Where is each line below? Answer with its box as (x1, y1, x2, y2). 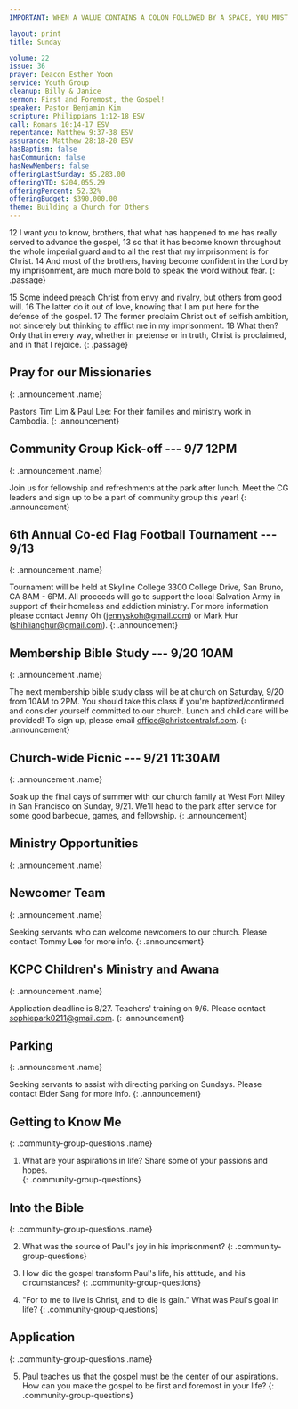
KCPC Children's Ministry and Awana (9, 962, 220, 977)
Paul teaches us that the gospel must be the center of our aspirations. (21, 1371, 278, 1381)
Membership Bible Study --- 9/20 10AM (9, 646, 234, 661)
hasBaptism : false (9, 144, 77, 154)
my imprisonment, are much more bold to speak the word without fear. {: (9, 265, 276, 276)
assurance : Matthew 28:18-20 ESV (9, 136, 133, 145)
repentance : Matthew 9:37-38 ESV (9, 128, 133, 137)
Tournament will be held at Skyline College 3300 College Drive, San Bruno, (9, 581, 284, 593)
